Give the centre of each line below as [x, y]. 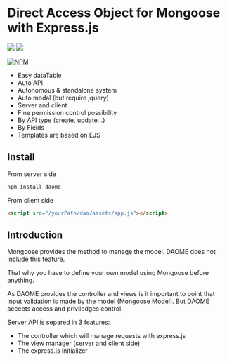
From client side [31, 200]
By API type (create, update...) [61, 120]
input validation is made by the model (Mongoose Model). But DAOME [108, 301]
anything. [21, 280]
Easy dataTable [39, 75]
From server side [32, 174]
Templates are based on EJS [59, 135]
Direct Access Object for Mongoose [114, 13]
